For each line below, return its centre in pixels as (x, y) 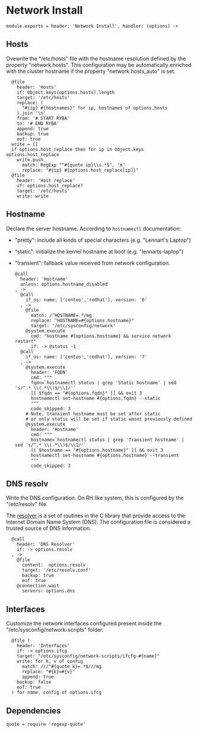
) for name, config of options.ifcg (56, 693)
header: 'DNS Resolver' (46, 545)
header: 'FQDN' (49, 372)
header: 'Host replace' (46, 180)
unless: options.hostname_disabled (64, 284)
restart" (25, 341)
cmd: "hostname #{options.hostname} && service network (101, 336)
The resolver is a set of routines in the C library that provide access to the (96, 516)
